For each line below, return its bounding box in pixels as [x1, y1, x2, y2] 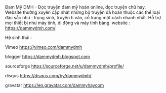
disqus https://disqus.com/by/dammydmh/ [5, 73, 92, 78]
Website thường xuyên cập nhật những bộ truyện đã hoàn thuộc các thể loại [5, 9, 160, 15]
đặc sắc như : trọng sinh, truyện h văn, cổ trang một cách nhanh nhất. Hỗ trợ [5, 15, 161, 20]
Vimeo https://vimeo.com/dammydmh [5, 44, 83, 50]
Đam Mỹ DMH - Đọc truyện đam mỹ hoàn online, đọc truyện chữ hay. [5, 4, 146, 10]
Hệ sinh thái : [5, 34, 32, 40]
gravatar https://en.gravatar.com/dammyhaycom [5, 82, 104, 88]
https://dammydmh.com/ [5, 25, 56, 31]
